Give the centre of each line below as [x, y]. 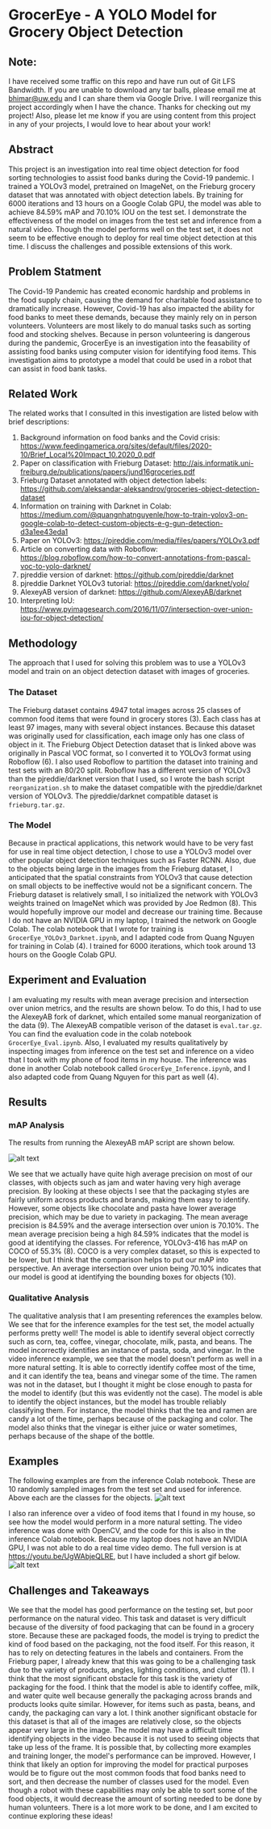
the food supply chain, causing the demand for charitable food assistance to [135, 300]
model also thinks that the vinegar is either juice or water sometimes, [123, 1427]
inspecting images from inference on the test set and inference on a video [131, 1051]
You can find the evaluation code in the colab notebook [100, 1034]
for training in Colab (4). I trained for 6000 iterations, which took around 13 [132, 946]
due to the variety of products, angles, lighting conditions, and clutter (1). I [131, 1670]
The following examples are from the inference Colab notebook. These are [132, 1481]
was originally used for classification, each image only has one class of [127, 735]
